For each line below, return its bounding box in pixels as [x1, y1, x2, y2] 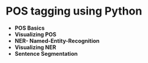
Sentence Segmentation [14, 50, 78, 57]
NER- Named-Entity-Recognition [14, 37, 100, 44]
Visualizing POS [14, 30, 57, 38]
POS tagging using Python [6, 4, 142, 18]
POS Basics [14, 24, 45, 31]
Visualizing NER [14, 44, 56, 51]
